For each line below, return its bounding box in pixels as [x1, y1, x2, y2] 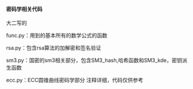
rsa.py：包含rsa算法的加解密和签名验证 [6, 44, 102, 52]
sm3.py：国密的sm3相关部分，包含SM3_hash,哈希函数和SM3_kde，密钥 [6, 57, 182, 64]
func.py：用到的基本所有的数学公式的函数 [6, 32, 107, 39]
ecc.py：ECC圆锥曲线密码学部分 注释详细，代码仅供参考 [6, 77, 143, 84]
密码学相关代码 [6, 5, 42, 12]
